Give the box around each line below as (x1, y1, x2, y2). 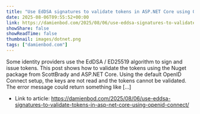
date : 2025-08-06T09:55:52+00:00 (6, 14, 89, 20)
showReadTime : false (6, 31, 58, 37)
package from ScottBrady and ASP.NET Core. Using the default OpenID (6, 71, 182, 78)
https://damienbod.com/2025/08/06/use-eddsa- (51, 94, 171, 102)
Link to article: (14, 94, 50, 102)
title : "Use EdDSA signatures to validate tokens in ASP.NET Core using (6, 8, 190, 15)
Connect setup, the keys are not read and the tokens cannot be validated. (6, 77, 186, 84)
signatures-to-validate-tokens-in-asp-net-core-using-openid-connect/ (14, 101, 189, 108)
